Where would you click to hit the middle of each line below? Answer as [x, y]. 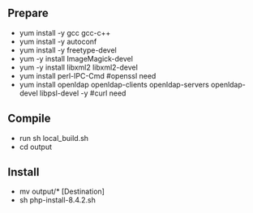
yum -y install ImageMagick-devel [76, 58]
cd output [35, 147]
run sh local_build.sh [54, 138]
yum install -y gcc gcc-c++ [65, 32]
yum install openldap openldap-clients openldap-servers [114, 84]
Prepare [28, 13]
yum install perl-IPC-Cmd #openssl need [88, 75]
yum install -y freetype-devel [68, 50]
